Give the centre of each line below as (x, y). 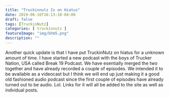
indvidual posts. (22, 90)
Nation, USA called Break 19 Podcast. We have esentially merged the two (81, 63)
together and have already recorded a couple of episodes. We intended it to (84, 68)
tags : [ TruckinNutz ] (27, 24)
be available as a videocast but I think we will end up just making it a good (82, 74)
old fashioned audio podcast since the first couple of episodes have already (85, 79)
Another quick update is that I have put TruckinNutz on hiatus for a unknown (85, 52)
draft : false (19, 19)
